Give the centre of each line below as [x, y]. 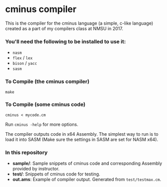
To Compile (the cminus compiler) [47, 81]
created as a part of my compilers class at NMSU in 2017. [64, 28]
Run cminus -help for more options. [42, 124]
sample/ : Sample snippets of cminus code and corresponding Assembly [87, 163]
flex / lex [22, 58]
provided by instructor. [36, 169]
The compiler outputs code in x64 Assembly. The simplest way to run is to [82, 134]
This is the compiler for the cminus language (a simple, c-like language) [79, 23]
